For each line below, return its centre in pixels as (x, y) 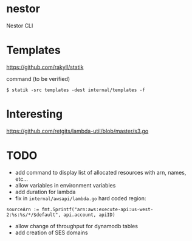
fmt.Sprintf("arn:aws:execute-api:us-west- (98, 209)
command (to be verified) (38, 79)
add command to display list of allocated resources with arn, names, (101, 172)
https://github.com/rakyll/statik (45, 67)
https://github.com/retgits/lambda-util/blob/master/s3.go (77, 131)
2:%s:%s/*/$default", (34, 215)
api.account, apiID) (89, 215)
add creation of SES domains (51, 232)
